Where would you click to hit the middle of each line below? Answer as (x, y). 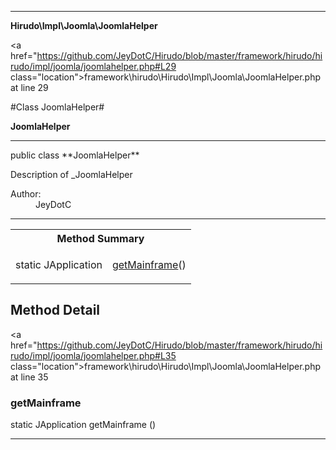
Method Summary (100, 238)
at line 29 (29, 87)
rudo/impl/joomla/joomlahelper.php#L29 (93, 66)
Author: (26, 194)
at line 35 (29, 377)
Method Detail (55, 310)
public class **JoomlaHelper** (75, 155)
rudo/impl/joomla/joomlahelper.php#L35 (93, 355)
